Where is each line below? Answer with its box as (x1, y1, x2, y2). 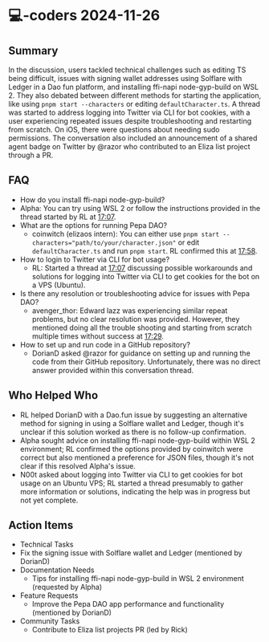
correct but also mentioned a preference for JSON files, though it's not (19, 453, 255, 462)
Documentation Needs (19, 565, 95, 575)
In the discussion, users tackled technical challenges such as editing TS (8, 65, 247, 75)
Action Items (8, 518, 74, 532)
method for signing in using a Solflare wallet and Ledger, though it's (19, 418, 244, 428)
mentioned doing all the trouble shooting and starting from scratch (31, 323, 252, 332)
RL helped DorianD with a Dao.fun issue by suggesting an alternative (19, 410, 248, 420)
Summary (8, 43, 59, 57)
